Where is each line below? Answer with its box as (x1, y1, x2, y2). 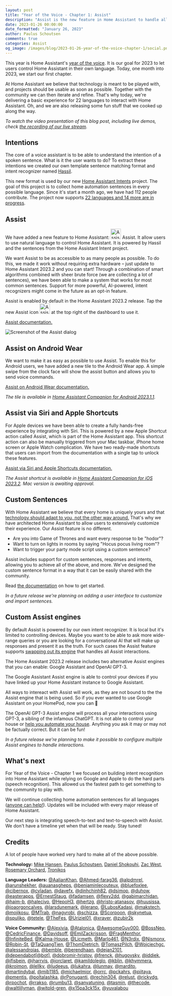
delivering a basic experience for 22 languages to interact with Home (5, 97, 151, 103)
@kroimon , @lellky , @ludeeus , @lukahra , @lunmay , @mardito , (5, 963, 137, 969)
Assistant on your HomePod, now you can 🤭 (5, 700, 98, 706)
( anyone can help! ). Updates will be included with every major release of (5, 802, 158, 808)
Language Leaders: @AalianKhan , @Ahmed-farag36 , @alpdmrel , (5, 877, 144, 883)
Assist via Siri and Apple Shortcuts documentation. (5, 465, 113, 471)
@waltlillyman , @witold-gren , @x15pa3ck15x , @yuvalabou (5, 985, 129, 991)
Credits (5, 838, 30, 847)
